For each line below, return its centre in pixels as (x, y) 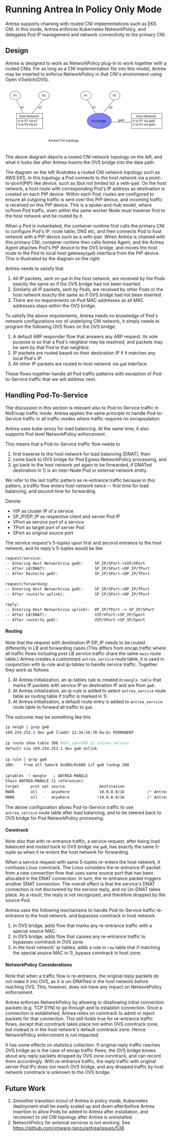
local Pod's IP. (28, 358)
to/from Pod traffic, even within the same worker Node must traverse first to (85, 210)
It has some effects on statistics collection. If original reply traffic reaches (83, 1045)
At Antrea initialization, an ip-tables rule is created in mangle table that (87, 680)
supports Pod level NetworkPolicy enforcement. (56, 434)
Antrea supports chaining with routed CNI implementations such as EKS (81, 24)
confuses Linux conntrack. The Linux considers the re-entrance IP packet (83, 868)
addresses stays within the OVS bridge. (54, 305)
